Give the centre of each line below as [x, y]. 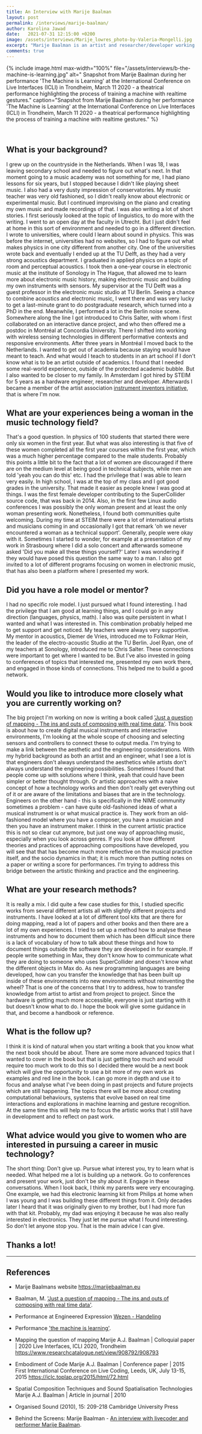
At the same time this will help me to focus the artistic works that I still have [99, 1110]
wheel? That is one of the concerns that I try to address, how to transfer [95, 987]
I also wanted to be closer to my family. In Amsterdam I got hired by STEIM [99, 375]
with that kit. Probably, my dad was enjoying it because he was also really [97, 1213]
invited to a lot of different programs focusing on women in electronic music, [101, 565]
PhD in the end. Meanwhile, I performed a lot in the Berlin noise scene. [94, 311]
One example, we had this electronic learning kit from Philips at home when [100, 1194]
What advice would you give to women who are [96, 1135]
